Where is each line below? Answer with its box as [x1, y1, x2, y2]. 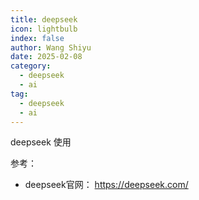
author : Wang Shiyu [10, 42, 92, 53]
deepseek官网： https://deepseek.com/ [24, 179, 189, 191]
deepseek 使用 [10, 136, 72, 148]
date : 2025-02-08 [10, 52, 83, 62]
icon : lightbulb [10, 24, 78, 34]
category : [10, 61, 52, 71]
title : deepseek [10, 14, 78, 25]
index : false [10, 33, 65, 43]
